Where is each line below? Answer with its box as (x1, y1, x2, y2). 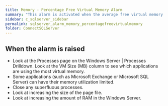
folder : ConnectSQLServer (5, 26, 59, 31)
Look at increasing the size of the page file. (12, 89, 103, 95)
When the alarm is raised (5, 44, 85, 53)
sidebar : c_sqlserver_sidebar (5, 16, 69, 21)
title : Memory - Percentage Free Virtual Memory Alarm (5, 7, 123, 12)
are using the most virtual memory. (12, 68, 85, 74)
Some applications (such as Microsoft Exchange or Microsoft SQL (12, 73, 149, 79)
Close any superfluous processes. (12, 84, 84, 90)
